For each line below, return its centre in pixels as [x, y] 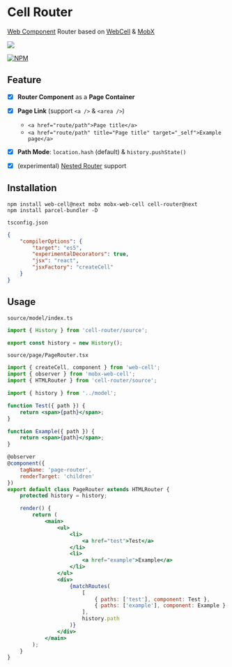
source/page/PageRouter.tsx [48, 355]
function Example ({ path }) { [51, 431]
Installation [32, 188]
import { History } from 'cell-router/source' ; [78, 330]
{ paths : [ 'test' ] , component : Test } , [152, 599]
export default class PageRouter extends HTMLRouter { [88, 489]
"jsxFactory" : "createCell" [73, 267]
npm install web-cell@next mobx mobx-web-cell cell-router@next [102, 204]
